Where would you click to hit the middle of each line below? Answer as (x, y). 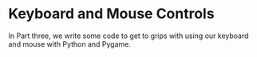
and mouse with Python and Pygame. (70, 44)
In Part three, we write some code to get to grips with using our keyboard (128, 36)
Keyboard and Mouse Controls (111, 14)
